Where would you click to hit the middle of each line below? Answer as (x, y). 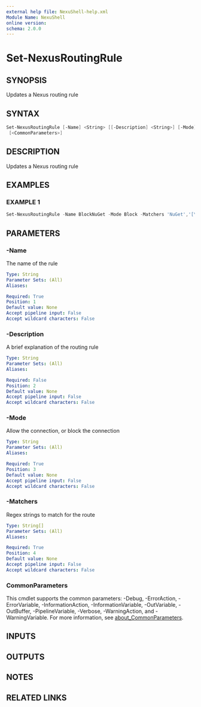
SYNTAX (23, 114)
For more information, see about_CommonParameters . (117, 618)
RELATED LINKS (36, 698)
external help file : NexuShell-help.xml (57, 12)
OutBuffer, (19, 611)
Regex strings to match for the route (51, 514)
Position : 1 (21, 302)
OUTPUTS (25, 657)
